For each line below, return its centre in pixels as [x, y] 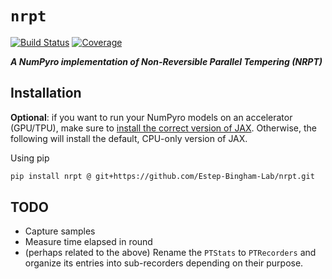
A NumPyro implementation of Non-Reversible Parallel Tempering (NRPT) [166, 61]
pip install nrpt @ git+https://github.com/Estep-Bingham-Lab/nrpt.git [162, 176]
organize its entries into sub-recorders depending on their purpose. [164, 263]
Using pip [30, 158]
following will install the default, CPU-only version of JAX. [129, 138]
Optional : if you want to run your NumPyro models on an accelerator [151, 117]
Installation [46, 93]
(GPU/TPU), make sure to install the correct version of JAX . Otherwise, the [163, 128]
